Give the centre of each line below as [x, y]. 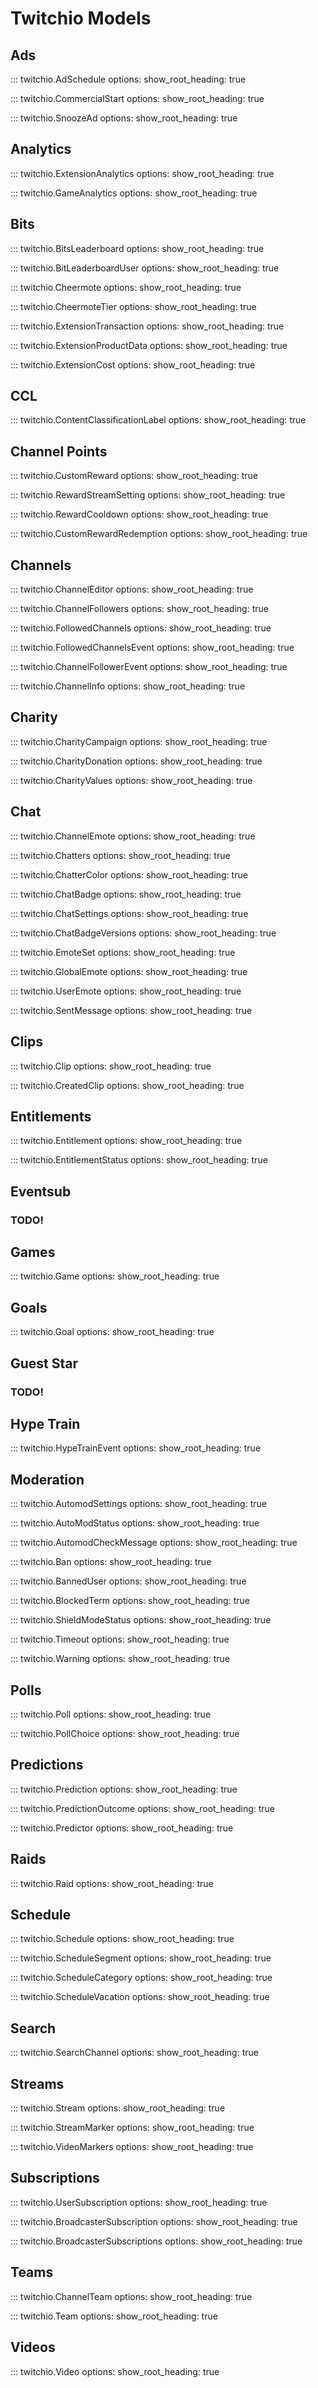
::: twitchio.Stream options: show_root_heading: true [118, 2108]
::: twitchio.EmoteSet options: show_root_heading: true [123, 952]
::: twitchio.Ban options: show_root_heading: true [111, 1562]
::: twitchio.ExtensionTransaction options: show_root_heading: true [147, 326]
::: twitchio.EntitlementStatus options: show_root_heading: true [139, 1160]
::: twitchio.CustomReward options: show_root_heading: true [134, 476]
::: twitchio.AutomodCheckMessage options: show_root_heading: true [154, 1543]
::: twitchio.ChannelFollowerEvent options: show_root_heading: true [149, 667]
